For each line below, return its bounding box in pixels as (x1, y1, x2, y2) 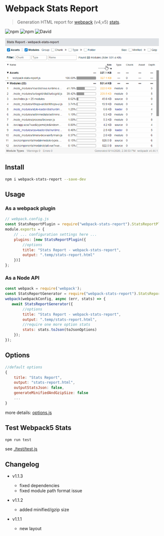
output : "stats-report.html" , (14, 380, 76, 385)
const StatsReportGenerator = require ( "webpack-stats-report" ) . (5, 291, 139, 296)
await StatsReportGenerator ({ (11, 301, 73, 307)
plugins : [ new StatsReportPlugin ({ (14, 237, 86, 242)
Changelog (5, 460, 40, 469)
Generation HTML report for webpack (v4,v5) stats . (17, 19, 121, 25)
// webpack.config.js (5, 217, 49, 222)
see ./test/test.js (5, 446, 38, 452)
